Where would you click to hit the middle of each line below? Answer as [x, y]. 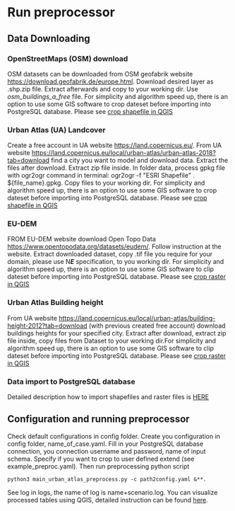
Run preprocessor [61, 12]
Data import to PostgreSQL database [71, 381]
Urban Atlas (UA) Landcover [56, 130]
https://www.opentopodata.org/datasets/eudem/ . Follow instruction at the [114, 247]
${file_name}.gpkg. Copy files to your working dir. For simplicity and [106, 183]
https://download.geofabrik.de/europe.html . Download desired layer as [110, 81]
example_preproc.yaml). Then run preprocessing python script [98, 466]
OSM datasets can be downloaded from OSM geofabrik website [100, 74]
